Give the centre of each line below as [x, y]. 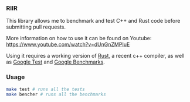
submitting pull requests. [36, 27]
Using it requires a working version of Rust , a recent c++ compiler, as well [95, 56]
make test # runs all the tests [45, 89]
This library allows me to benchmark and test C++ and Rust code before [93, 21]
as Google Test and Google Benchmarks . [56, 62]
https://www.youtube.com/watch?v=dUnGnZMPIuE [68, 44]
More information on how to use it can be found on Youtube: [79, 38]
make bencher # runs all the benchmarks [56, 94]
